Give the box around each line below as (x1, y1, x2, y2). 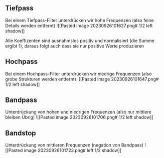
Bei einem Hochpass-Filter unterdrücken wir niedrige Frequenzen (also (5, 70, 152, 76)
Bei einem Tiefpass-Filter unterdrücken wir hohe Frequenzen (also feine (5, 17, 154, 23)
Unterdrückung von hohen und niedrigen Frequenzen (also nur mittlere (5, 109, 151, 115)
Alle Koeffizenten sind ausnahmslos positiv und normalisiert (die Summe (5, 37, 154, 43)
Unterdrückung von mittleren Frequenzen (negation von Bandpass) (5, 142, 144, 148)
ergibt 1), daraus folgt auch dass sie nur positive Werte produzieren (5, 42, 144, 49)
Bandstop (5, 128, 36, 137)
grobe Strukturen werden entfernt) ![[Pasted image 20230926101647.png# (5, 76, 159, 82)
